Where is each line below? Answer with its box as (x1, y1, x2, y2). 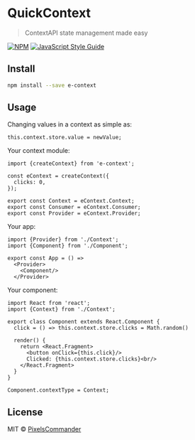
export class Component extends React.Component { (7, 318, 160, 326)
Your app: (7, 222, 36, 231)
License (7, 406, 43, 418)
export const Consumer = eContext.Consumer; (7, 204, 141, 211)
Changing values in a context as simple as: (7, 120, 133, 129)
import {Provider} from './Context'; (7, 236, 119, 243)
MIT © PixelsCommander (7, 425, 82, 434)
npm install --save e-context (7, 82, 97, 89)
